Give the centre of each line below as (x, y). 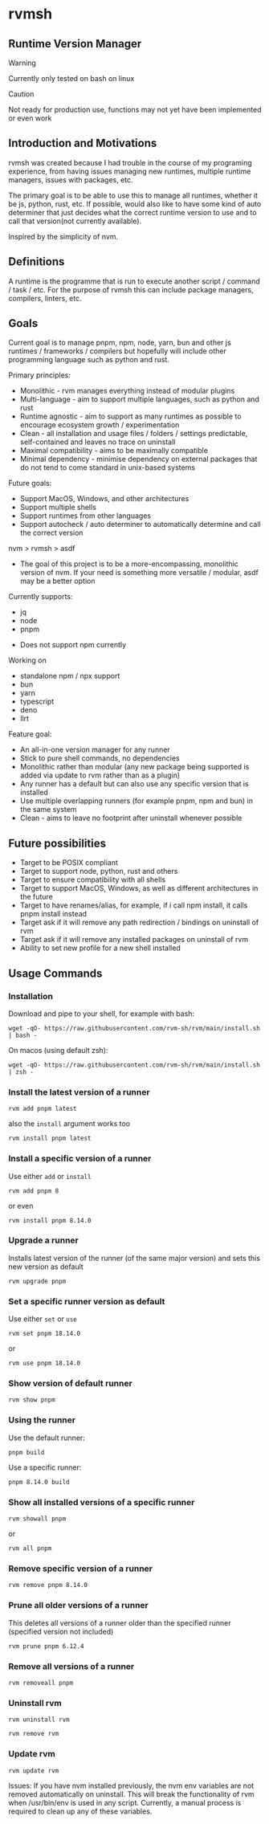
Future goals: (30, 484)
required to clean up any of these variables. (80, 1811)
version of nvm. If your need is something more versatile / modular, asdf (139, 573)
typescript (37, 702)
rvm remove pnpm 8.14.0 (48, 1585)
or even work (30, 118)
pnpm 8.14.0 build (39, 1482)
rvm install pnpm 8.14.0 (50, 1220)
